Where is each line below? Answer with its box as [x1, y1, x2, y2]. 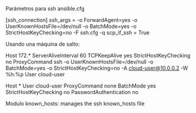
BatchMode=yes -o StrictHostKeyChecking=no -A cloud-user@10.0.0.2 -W [5, 64, 188, 72]
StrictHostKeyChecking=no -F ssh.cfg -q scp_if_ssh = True [5, 29, 150, 36]
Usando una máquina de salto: [5, 41, 81, 47]
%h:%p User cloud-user [5, 71, 65, 78]
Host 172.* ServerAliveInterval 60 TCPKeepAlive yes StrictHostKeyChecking [5, 52, 191, 59]
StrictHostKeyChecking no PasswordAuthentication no [5, 89, 139, 95]
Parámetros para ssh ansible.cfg [5, 5, 85, 12]
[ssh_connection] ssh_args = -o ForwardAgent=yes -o [5, 17, 137, 23]
